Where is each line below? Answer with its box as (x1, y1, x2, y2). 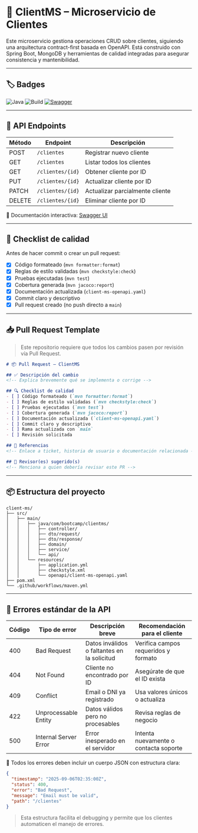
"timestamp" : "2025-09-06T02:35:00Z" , (11, 776, 107, 782)
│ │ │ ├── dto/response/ (6, 537, 83, 543)
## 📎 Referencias (6, 443, 49, 449)
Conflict (35, 692, 58, 700)
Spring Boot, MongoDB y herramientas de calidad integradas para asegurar (6, 50, 190, 57)
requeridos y (135, 646, 170, 655)
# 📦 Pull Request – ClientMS (6, 361, 80, 367)
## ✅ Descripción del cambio (6, 372, 79, 378)
